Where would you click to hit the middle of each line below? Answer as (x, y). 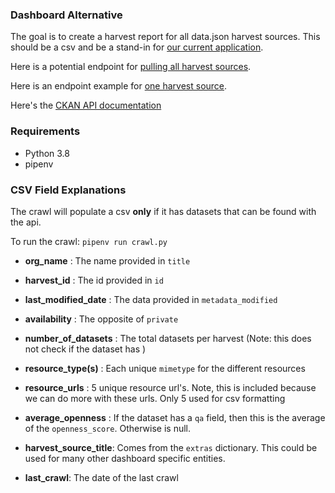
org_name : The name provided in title (107, 260)
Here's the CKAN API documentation (86, 105)
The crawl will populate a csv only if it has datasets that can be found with (163, 211)
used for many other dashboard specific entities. (125, 458)
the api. (26, 222)
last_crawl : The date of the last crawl (101, 477)
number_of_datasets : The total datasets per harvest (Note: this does (168, 338)
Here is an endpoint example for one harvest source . (119, 86)
